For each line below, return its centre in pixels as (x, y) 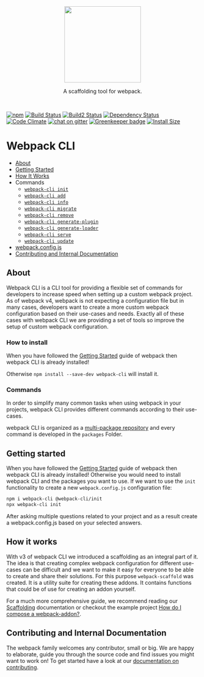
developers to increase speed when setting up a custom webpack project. (100, 294)
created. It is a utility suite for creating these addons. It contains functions (99, 582)
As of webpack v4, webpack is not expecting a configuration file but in (95, 300)
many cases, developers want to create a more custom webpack (88, 307)
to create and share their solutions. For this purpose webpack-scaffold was (100, 576)
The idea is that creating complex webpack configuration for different (94, 563)
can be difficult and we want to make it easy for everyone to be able (108, 570)
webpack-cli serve (48, 234)
